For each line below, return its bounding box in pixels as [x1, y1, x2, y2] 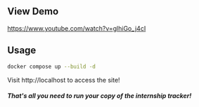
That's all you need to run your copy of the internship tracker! [7, 92, 192, 100]
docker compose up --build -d [7, 63, 96, 70]
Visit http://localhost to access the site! [7, 76, 121, 84]
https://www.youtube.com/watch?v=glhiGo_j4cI [7, 24, 146, 32]
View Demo [7, 6, 59, 17]
